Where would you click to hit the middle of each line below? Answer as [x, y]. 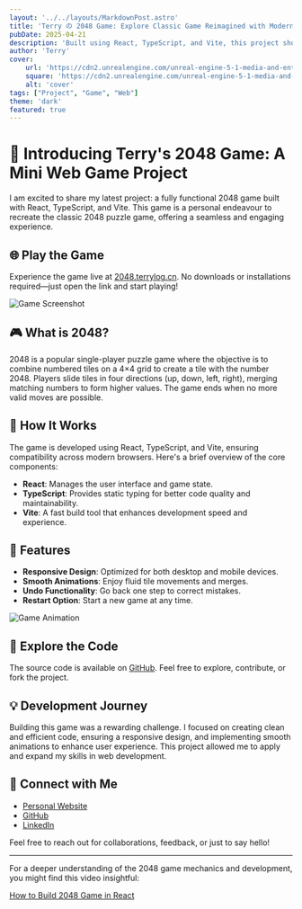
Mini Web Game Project [99, 173]
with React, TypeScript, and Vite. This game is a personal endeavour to [141, 208]
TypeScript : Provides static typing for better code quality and [136, 493]
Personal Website [55, 806]
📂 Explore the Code [64, 646]
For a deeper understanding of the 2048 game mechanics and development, [151, 868]
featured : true [38, 110]
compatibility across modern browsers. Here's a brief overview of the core [147, 457]
